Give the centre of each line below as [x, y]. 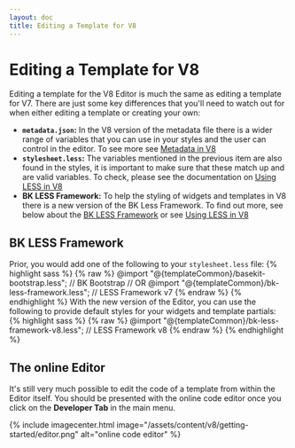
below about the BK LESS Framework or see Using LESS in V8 [136, 215]
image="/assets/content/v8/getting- [182, 425]
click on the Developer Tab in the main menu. [92, 408]
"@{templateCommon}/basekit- [208, 274]
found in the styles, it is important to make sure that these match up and [153, 168]
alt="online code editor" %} [131, 435]
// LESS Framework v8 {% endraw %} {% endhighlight [185, 330]
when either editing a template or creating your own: [105, 113]
